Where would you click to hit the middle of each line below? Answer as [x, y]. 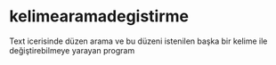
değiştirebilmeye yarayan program [72, 50]
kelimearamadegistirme [99, 16]
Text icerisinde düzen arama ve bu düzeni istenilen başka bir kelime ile [138, 41]
